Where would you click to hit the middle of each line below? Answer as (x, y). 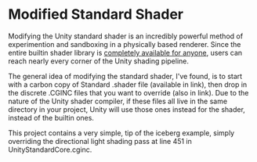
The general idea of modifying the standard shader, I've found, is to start (125, 76)
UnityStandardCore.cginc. (50, 149)
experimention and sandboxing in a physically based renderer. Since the (125, 44)
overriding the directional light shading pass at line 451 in (100, 141)
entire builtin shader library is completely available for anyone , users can (125, 52)
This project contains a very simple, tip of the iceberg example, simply (121, 133)
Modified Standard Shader (96, 14)
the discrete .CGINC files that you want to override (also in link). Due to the (128, 92)
